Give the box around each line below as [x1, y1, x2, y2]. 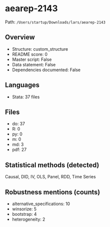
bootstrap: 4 [12, 211, 37, 217]
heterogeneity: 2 [12, 216, 46, 222]
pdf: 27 [12, 147, 27, 152]
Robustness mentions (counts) [5, 188, 100, 196]
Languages [5, 81, 40, 89]
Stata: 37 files [12, 94, 40, 100]
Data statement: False [12, 61, 56, 67]
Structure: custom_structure [12, 46, 68, 52]
